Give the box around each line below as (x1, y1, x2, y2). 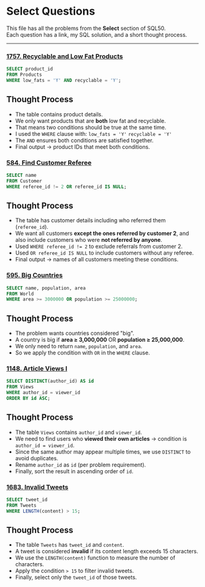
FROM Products (6, 72, 43, 78)
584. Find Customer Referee (6, 158, 92, 166)
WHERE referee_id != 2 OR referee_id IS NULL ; (6, 184, 127, 190)
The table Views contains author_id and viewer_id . (15, 428, 142, 436)
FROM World (6, 291, 34, 297)
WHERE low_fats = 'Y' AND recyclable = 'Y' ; (6, 77, 121, 83)
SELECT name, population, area (6, 285, 86, 291)
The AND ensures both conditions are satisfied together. (15, 136, 154, 144)
